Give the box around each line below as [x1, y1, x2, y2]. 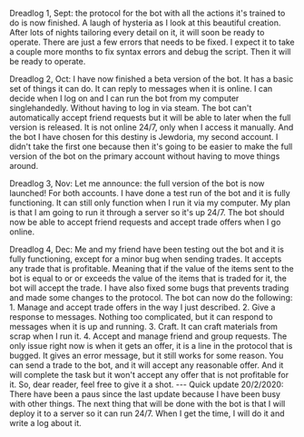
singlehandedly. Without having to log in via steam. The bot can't [9, 103, 252, 113]
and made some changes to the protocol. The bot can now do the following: [9, 293, 293, 303]
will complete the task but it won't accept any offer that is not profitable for [9, 370, 289, 380]
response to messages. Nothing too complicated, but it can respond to [9, 312, 274, 322]
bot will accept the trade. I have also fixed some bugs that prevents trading [9, 283, 289, 293]
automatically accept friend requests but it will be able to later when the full [9, 113, 291, 123]
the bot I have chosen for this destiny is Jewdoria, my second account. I [9, 132, 279, 142]
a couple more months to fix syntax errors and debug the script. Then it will [9, 46, 291, 57]
